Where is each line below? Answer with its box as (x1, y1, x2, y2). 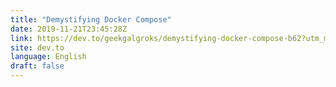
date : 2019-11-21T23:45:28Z (10, 24, 128, 34)
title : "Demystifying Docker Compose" (10, 14, 172, 25)
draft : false (10, 61, 65, 71)
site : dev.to (10, 42, 65, 53)
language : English (10, 52, 87, 62)
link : (10, 33, 33, 43)
